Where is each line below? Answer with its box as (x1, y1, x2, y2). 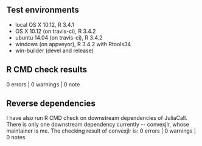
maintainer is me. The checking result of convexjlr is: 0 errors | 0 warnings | (6, 127, 197, 134)
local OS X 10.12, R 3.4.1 (15, 21, 74, 28)
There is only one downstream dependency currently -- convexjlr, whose (6, 121, 190, 128)
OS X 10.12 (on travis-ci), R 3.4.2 (15, 27, 96, 35)
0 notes (6, 134, 26, 141)
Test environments (6, 5, 79, 15)
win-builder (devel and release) (15, 47, 94, 54)
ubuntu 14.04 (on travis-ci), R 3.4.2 (15, 33, 103, 41)
